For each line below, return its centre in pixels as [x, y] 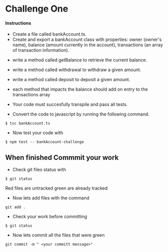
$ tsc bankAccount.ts [28, 123]
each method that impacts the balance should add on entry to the [80, 89]
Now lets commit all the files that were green [58, 235]
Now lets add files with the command [51, 198]
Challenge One [37, 9]
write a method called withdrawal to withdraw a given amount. [77, 70]
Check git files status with [39, 170]
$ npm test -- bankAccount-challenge [45, 142]
